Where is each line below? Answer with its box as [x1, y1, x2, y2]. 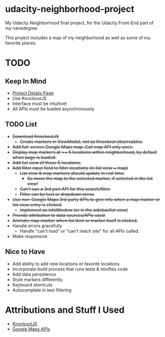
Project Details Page [12, 90, 54, 96]
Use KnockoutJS [12, 95, 47, 101]
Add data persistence [12, 271, 56, 277]
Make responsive [12, 233, 48, 239]
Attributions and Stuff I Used [5, 304, 125, 315]
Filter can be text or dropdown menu [19, 191, 94, 197]
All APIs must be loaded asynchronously [12, 105, 95, 112]
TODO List [5, 120, 37, 129]
